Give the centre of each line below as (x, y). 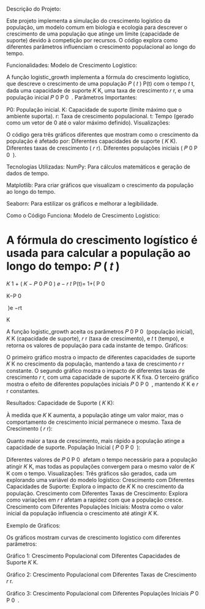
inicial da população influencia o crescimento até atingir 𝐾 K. (83, 513)
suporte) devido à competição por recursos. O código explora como (92, 40)
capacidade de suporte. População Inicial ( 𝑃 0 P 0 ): (73, 447)
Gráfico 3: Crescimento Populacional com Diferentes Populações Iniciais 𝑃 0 (102, 593)
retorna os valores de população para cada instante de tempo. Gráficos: (97, 345)
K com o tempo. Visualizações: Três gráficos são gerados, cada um (91, 473)
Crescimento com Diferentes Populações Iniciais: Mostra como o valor (95, 507)
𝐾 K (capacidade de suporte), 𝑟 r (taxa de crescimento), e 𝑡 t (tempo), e (95, 338)
